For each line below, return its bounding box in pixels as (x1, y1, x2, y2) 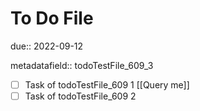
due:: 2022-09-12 (10, 40, 84, 52)
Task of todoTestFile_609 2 (24, 90, 137, 102)
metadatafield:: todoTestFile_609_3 (10, 59, 154, 71)
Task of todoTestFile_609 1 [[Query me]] (24, 78, 190, 91)
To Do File (10, 7, 94, 30)
